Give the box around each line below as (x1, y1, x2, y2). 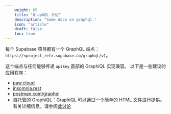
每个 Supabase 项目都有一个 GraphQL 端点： (5, 46, 100, 52)
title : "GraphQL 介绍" (14, 12, 61, 17)
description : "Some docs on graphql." (14, 17, 97, 22)
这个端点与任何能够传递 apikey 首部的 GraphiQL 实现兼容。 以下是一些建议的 (5, 63, 166, 69)
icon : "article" (14, 21, 50, 27)
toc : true (14, 31, 36, 36)
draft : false (14, 27, 42, 32)
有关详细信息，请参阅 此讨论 (12, 103, 71, 109)
